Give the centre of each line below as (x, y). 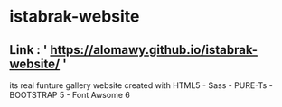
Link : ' (28, 50)
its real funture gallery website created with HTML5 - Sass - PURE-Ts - (141, 85)
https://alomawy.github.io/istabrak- (153, 50)
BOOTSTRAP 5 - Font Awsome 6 (70, 95)
